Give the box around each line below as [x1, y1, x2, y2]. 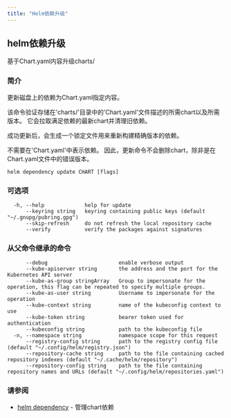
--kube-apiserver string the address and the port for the [25, 266, 218, 273]
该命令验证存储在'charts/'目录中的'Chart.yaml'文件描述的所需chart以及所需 [7, 108, 220, 116]
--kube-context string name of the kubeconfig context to [25, 302, 221, 309]
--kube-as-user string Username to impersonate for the [25, 290, 215, 297]
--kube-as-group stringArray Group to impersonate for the [25, 278, 206, 284]
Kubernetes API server [7, 271, 73, 279]
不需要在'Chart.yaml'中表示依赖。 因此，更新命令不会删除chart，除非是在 [7, 146, 216, 154]
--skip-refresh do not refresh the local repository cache [25, 220, 212, 227]
